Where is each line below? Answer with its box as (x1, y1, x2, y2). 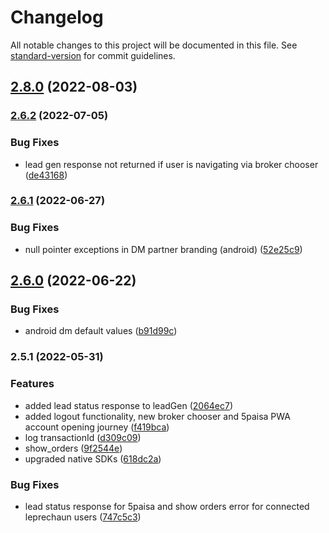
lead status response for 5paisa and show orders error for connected (24, 500, 310, 512)
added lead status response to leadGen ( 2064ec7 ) (24, 399, 234, 411)
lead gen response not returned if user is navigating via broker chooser (24, 158, 319, 170)
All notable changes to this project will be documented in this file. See (10, 39, 298, 51)
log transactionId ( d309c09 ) (24, 431, 142, 443)
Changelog (10, 6, 104, 29)
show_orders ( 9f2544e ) (24, 442, 123, 454)
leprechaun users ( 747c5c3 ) (24, 511, 142, 523)
